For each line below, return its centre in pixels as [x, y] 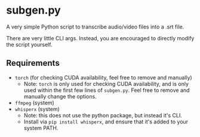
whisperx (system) [37, 109]
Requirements [33, 63]
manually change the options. [60, 96]
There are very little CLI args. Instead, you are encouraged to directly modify [100, 38]
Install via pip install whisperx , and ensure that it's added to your [106, 122]
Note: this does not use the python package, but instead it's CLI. [103, 115]
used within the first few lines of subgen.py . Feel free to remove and [107, 90]
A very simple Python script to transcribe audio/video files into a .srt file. [95, 27]
